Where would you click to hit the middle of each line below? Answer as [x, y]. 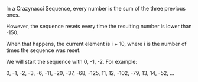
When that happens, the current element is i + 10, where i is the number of [97, 44]
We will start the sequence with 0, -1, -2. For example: [72, 62]
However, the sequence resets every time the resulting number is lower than [99, 26]
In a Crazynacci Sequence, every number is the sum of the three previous [96, 9]
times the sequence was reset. [43, 50]
